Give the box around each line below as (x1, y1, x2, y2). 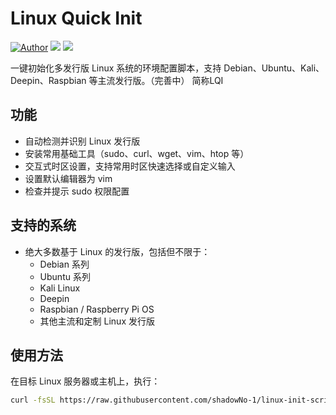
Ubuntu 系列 (39, 270, 91, 282)
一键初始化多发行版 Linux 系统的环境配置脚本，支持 (10, 62, 222, 74)
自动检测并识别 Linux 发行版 (24, 135, 141, 147)
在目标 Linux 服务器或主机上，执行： (10, 375, 161, 387)
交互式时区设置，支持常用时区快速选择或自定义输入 (24, 160, 236, 172)
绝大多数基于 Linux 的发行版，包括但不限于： (24, 245, 211, 257)
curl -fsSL (10, 395, 56, 406)
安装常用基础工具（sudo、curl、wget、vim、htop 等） (24, 147, 250, 159)
